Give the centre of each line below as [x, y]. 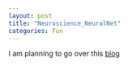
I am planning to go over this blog [64, 54]
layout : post [30, 16]
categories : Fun [36, 31]
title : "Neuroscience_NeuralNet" [65, 23]
